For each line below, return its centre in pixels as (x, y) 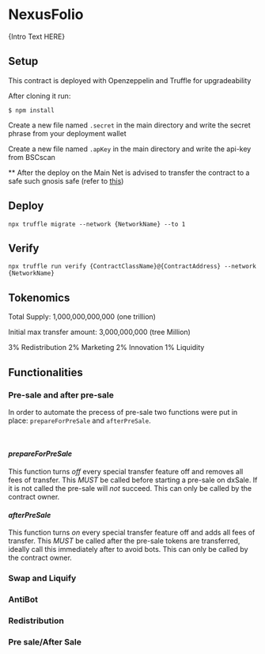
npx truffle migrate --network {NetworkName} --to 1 (97, 224)
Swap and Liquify (42, 578)
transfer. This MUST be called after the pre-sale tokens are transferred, (124, 541)
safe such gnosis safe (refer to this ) (66, 181)
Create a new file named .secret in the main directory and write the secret (129, 125)
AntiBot (23, 599)
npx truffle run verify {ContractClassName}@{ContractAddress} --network (132, 267)
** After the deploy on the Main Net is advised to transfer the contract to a (129, 173)
